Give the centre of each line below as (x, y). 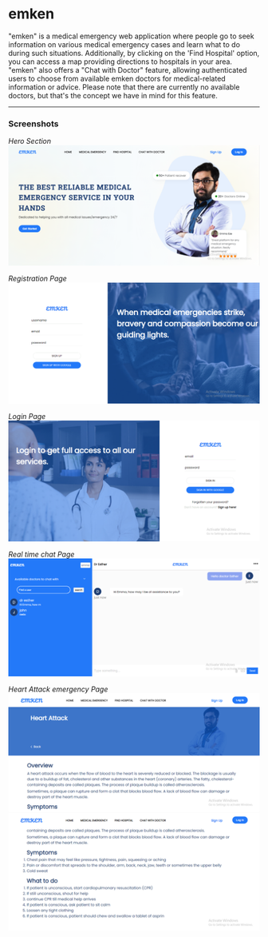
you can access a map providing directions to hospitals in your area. (120, 62)
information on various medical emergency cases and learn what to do (124, 44)
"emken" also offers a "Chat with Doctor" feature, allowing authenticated (128, 70)
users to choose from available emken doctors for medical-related (117, 78)
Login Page (27, 417)
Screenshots (33, 123)
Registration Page (38, 279)
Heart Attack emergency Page (58, 689)
